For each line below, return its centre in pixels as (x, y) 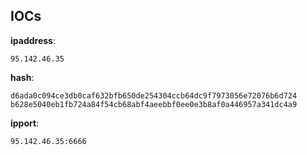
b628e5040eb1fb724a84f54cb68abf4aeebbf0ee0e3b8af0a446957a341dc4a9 (154, 104)
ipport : (25, 123)
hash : (22, 77)
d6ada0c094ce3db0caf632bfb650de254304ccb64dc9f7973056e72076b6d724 (154, 95)
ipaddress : (33, 40)
